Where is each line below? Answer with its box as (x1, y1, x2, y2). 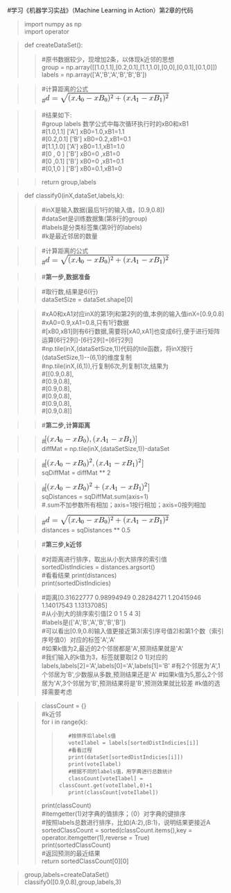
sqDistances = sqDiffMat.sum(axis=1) (41, 493, 149, 500)
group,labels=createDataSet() (24, 871, 110, 878)
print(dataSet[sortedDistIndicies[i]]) (68, 754, 184, 761)
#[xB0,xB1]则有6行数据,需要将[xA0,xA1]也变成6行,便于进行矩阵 (41, 327, 221, 335)
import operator (24, 27, 69, 35)
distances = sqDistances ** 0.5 (41, 526, 131, 534)
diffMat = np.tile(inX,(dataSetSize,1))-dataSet (41, 445, 170, 452)
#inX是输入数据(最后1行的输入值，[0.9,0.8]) (41, 206, 165, 214)
